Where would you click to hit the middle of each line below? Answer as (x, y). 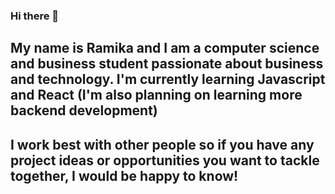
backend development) (84, 110)
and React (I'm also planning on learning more (156, 95)
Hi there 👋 (35, 16)
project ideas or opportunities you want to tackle (165, 160)
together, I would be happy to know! (124, 175)
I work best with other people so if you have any (162, 144)
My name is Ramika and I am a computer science (165, 48)
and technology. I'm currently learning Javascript (168, 79)
